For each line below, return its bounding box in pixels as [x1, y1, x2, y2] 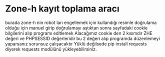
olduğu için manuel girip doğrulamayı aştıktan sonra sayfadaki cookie [5, 24, 148, 30]
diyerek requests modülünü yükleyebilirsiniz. [5, 46, 97, 52]
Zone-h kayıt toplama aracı [5, 3, 120, 14]
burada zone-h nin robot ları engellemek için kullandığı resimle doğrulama [5, 19, 157, 25]
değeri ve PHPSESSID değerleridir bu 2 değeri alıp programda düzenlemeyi [5, 35, 160, 41]
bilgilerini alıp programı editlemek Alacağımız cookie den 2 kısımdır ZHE [5, 30, 152, 36]
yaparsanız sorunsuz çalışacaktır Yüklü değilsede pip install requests [5, 40, 147, 46]
